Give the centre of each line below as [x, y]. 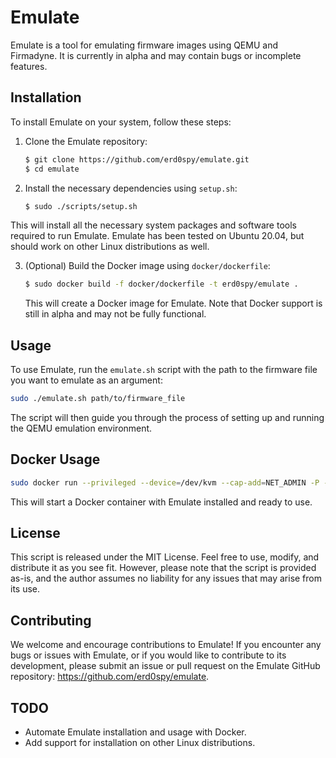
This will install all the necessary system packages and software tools [153, 225]
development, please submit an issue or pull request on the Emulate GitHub [165, 666]
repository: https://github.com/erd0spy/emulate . [110, 677]
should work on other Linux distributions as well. [110, 247]
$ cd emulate [52, 169]
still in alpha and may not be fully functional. [115, 314]
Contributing [51, 620]
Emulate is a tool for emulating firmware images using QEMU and [144, 45]
